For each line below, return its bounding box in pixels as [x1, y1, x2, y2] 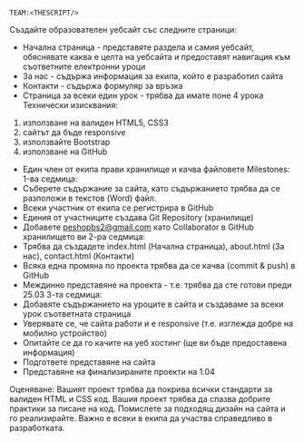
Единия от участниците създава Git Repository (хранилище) [22, 212, 254, 222]
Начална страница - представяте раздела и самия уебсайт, [22, 42, 255, 53]
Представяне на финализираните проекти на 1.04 [22, 367, 215, 377]
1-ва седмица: [22, 173, 78, 184]
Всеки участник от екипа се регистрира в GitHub [22, 202, 214, 213]
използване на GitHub [22, 146, 108, 157]
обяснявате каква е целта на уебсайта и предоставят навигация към [22, 52, 291, 62]
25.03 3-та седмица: [22, 290, 103, 300]
